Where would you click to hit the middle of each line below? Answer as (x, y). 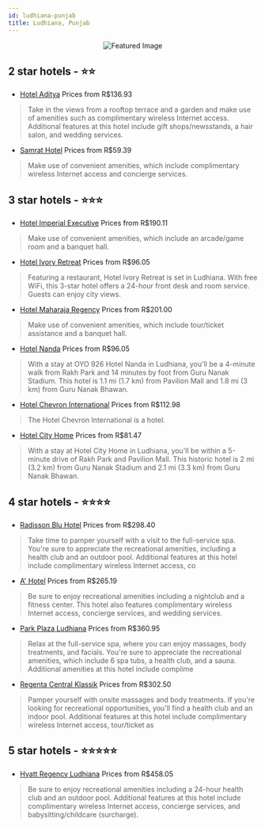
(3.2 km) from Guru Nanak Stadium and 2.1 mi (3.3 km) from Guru (134, 467)
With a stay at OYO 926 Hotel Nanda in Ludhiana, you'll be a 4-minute (141, 364)
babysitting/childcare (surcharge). (83, 814)
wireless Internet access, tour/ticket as (91, 725)
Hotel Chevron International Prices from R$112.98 (100, 405)
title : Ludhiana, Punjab (49, 23)
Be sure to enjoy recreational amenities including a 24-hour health (135, 789)
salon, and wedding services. (76, 135)
